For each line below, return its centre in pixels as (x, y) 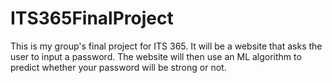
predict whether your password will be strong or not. (118, 67)
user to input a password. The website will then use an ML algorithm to (156, 56)
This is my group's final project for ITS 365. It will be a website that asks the (166, 46)
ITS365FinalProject (92, 18)
